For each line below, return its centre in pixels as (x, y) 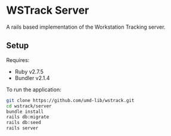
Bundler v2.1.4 (32, 78)
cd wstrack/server (29, 106)
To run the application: (34, 89)
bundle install (25, 112)
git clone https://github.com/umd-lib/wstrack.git (70, 100)
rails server (22, 128)
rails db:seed (24, 123)
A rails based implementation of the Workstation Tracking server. (86, 27)
